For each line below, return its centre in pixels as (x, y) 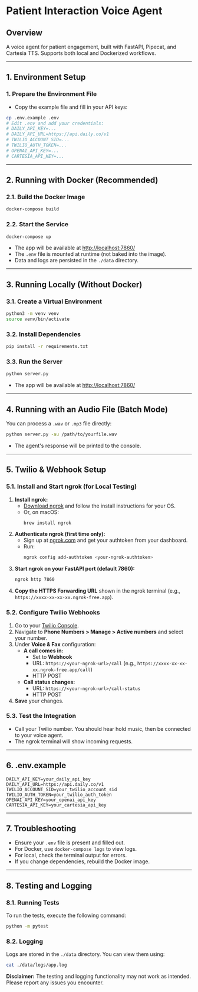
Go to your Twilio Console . (47, 625)
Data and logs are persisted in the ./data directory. (77, 261)
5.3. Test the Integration (41, 716)
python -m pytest (27, 926)
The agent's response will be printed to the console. (78, 445)
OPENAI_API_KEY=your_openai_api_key (51, 800)
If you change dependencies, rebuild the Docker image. (82, 861)
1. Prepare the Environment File (52, 94)
